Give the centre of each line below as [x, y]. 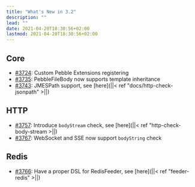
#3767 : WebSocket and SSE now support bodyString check [88, 138]
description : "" [26, 17]
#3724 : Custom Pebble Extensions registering [72, 73]
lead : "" [17, 23]
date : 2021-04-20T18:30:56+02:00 [48, 28]
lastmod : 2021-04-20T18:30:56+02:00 [52, 34]
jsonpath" [27, 92]
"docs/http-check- [150, 85]
